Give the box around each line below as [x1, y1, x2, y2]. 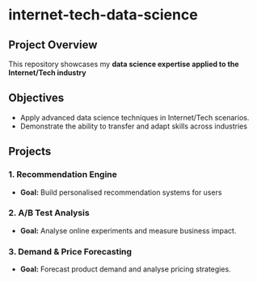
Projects [8, 145, 52, 158]
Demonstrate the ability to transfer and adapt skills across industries [19, 121, 248, 131]
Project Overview [8, 38, 98, 52]
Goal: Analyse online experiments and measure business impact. [19, 225, 237, 235]
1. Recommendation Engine [8, 169, 117, 180]
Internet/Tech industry [8, 68, 86, 78]
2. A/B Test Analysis [8, 208, 91, 219]
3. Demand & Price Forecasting [8, 246, 132, 257]
